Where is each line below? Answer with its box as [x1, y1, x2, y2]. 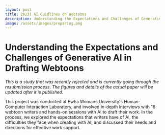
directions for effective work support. [5, 125, 81, 131]
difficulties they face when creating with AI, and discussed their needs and [5, 119, 156, 125]
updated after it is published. [5, 89, 64, 95]
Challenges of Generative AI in [5, 52, 132, 64]
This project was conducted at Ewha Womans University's [5, 99, 123, 105]
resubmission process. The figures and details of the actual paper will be [5, 84, 154, 90]
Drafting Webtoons [5, 63, 84, 74]
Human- [124, 99, 141, 105]
